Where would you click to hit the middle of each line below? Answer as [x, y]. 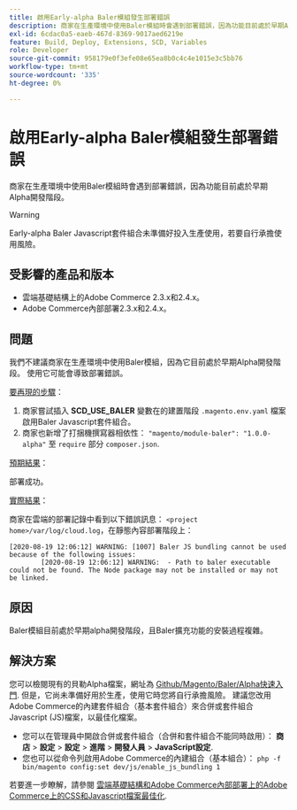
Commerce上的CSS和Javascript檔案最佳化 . [88, 795]
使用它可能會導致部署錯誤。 [77, 374]
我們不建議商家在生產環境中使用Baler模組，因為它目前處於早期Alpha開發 [141, 362]
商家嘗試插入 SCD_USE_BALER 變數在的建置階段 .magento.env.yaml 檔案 [154, 411]
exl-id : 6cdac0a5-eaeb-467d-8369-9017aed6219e [96, 34]
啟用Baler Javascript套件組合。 [79, 422]
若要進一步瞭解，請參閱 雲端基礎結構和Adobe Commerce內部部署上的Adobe [148, 784]
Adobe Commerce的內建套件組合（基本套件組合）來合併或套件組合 [131, 706]
